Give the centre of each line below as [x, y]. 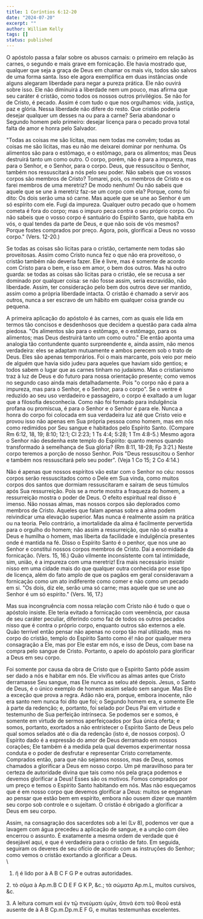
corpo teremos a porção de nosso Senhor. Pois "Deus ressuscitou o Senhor [100, 453]
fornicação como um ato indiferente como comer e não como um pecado [98, 581]
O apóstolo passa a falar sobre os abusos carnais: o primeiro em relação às [100, 57]
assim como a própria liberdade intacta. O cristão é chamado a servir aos [98, 294]
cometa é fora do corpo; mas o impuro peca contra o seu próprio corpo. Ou [100, 211]
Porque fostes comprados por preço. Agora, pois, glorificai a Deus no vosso [101, 230]
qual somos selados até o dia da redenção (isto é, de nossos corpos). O [96, 734]
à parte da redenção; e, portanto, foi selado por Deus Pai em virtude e [93, 708]
